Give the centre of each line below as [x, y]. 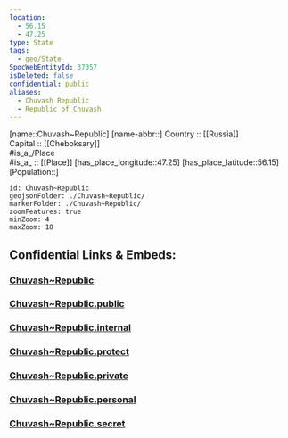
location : [28, 17]
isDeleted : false [41, 76]
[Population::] [34, 172]
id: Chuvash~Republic [49, 188]
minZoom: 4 [29, 219]
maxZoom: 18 [31, 227]
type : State [31, 42]
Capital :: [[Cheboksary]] [55, 144]
